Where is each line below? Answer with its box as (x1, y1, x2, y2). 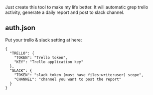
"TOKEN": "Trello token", (14, 55, 68, 60)
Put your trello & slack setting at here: (5, 37, 82, 43)
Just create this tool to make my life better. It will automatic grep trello (5, 4, 149, 10)
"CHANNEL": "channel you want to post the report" (14, 77, 122, 82)
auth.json (5, 24, 36, 32)
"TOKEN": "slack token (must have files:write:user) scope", (14, 72, 144, 77)
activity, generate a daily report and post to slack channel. (5, 9, 125, 15)
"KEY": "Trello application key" (14, 59, 84, 64)
